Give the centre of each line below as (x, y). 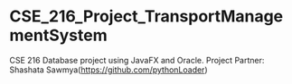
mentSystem (59, 35)
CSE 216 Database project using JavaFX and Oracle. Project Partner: (137, 60)
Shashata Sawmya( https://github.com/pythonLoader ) (108, 70)
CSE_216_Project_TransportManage (146, 17)
